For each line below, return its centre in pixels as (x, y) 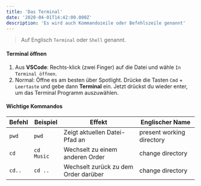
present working (162, 132)
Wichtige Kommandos (34, 106)
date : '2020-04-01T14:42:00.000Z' (49, 17)
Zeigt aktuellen (85, 132)
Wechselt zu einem (91, 149)
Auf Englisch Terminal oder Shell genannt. (73, 40)
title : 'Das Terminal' (34, 12)
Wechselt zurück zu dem (98, 167)
